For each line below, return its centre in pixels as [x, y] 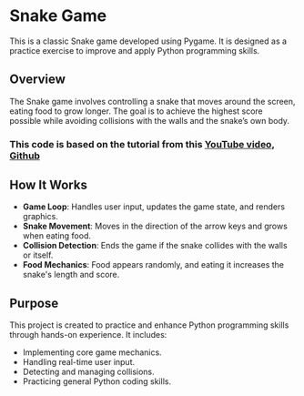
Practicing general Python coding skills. [96, 381]
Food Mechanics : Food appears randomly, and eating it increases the [153, 265]
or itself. [38, 255]
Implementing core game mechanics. [92, 352]
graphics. [41, 217]
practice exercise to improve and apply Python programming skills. [135, 50]
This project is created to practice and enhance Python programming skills [149, 325]
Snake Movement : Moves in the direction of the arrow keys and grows [155, 226]
